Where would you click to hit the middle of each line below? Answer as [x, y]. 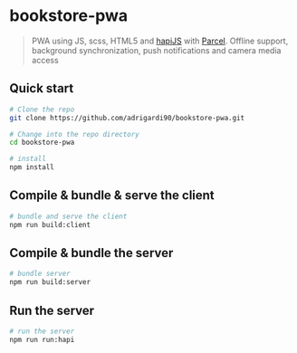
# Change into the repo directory [75, 134]
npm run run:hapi [42, 339]
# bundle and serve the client [68, 216]
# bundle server [40, 274]
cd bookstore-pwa [42, 143]
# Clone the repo [42, 110]
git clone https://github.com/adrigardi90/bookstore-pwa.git [127, 118]
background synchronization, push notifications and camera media [156, 50]
